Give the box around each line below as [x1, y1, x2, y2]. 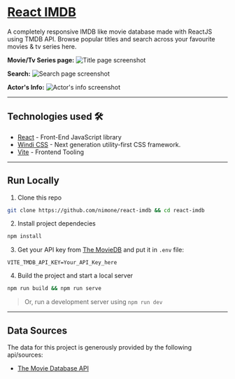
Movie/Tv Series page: [7, 55, 75, 64]
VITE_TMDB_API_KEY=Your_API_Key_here [7, 259, 117, 266]
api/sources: [7, 351, 43, 359]
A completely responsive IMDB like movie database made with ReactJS [7, 27, 213, 36]
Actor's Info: [7, 83, 45, 91]
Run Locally [7, 174, 59, 186]
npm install [7, 233, 42, 240]
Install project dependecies [17, 219, 96, 228]
